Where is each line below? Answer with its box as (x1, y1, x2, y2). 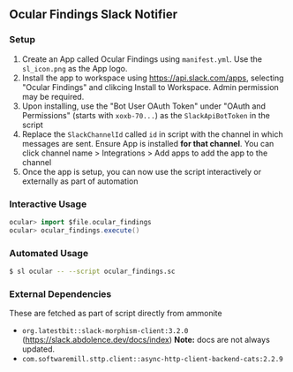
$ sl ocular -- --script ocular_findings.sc (9, 267, 176, 277)
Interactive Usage (9, 198, 87, 210)
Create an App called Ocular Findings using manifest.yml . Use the (21, 53, 263, 65)
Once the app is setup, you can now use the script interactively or (21, 166, 262, 177)
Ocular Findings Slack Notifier (9, 7, 178, 22)
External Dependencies (9, 287, 112, 300)
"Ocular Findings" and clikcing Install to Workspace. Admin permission (21, 81, 280, 92)
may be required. (21, 91, 85, 102)
